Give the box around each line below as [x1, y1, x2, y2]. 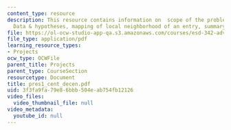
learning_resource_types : [7, 42, 81, 49]
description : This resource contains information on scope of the [7, 17, 205, 23]
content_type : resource [7, 10, 76, 17]
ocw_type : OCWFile [7, 55, 60, 62]
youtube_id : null [13, 112, 63, 119]
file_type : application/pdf [7, 36, 88, 43]
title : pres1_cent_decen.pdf [7, 80, 91, 87]
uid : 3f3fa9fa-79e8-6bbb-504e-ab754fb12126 [7, 87, 134, 94]
